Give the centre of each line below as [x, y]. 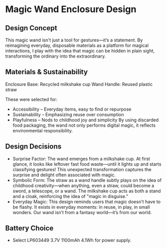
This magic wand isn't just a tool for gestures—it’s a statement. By [74, 40]
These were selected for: [31, 99]
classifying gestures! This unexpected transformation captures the [82, 169]
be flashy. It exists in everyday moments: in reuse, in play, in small [81, 207]
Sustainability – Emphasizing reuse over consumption [68, 114]
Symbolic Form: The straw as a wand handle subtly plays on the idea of [87, 180]
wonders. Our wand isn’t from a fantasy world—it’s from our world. [82, 212]
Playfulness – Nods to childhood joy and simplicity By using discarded [86, 120]
